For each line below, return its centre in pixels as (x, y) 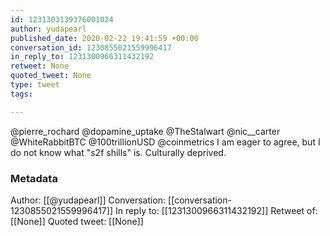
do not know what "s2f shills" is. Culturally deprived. (118, 152)
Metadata (34, 178)
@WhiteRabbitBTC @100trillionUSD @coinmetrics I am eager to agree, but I (165, 142)
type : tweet (35, 85)
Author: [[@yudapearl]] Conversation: (88, 200)
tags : (21, 94)
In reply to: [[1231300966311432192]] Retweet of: (216, 210)
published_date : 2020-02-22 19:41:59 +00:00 (104, 38)
